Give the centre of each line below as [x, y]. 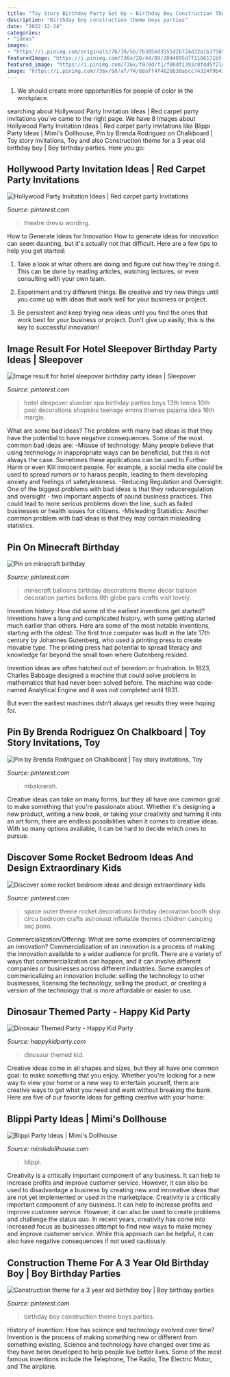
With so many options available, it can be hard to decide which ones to [107, 828]
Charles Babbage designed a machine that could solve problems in [102, 675]
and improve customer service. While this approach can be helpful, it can [110, 1234]
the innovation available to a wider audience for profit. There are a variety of [115, 954]
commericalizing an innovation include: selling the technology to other [106, 975]
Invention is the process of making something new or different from [102, 1337]
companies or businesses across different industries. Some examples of [109, 968]
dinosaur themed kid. [54, 1055]
